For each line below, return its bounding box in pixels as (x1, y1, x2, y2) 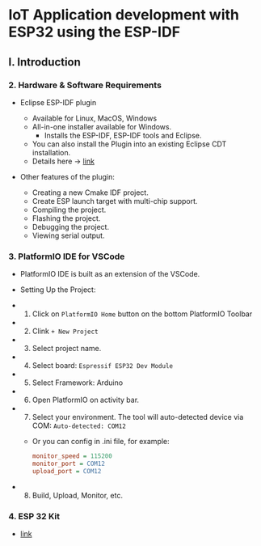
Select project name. (32, 344, 102, 353)
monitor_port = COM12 (32, 459, 105, 468)
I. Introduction (8, 55, 81, 69)
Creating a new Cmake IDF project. (32, 188, 149, 197)
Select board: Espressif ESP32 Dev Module (32, 361, 174, 370)
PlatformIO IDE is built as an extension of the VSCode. (19, 269, 200, 279)
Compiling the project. (32, 205, 107, 214)
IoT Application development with (8, 6, 240, 24)
